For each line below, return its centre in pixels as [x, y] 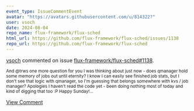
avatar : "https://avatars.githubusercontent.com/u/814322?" [81, 17]
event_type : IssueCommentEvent [44, 11]
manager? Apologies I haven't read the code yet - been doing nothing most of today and [95, 86]
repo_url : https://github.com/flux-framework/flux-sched [77, 44]
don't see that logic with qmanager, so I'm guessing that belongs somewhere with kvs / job [97, 81]
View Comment [25, 102]
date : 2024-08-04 [27, 28]
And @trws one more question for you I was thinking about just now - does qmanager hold [97, 71]
